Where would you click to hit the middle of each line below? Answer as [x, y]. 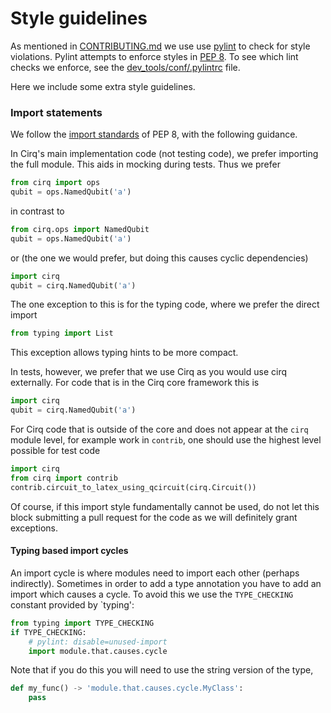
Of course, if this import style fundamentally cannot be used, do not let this [165, 506]
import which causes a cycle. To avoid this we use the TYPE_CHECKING [152, 594]
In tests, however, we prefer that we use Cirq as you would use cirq [149, 372]
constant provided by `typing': [72, 604]
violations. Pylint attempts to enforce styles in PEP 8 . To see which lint [154, 56]
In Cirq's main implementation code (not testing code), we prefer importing [164, 154]
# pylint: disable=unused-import [98, 642]
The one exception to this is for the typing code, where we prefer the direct [165, 304]
